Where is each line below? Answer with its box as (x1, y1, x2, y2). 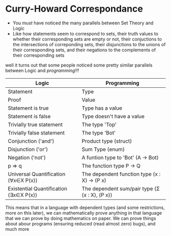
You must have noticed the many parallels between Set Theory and (12, 20, 154, 26)
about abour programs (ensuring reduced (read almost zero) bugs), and (5, 220, 156, 226)
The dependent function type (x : (81, 171, 161, 178)
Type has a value (81, 105, 123, 112)
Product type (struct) (81, 138, 132, 145)
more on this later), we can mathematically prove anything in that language (5, 210, 162, 216)
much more (5, 226, 30, 232)
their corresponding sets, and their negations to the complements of (12, 47, 156, 53)
